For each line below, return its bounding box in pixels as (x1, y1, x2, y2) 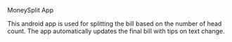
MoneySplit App (7, 6, 54, 14)
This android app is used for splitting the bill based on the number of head (7, 20, 222, 27)
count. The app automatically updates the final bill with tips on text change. (7, 27, 225, 35)
